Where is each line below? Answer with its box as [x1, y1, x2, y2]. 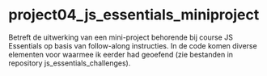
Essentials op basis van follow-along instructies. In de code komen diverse [8, 40, 257, 50]
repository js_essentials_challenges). [8, 58, 131, 68]
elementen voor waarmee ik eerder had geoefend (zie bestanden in [8, 49, 233, 59]
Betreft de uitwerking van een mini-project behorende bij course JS [8, 32, 233, 42]
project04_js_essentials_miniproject [8, 6, 260, 24]
